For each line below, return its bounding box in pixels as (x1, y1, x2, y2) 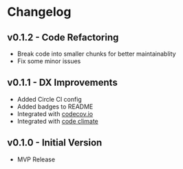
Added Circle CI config (17, 95, 83, 103)
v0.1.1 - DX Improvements (7, 77, 118, 89)
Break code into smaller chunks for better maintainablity (17, 49, 177, 58)
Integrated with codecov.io (17, 109, 94, 117)
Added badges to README (17, 102, 94, 111)
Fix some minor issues (17, 57, 81, 65)
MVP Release (17, 155, 56, 164)
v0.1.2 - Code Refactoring (7, 32, 119, 43)
